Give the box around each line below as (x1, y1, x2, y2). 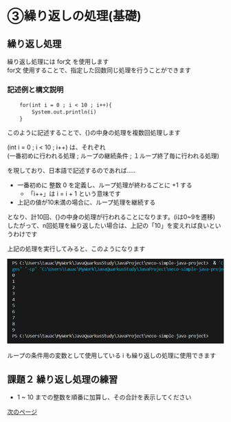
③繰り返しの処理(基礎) (7, 8, 142, 24)
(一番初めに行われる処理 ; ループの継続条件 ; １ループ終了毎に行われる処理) (7, 151, 220, 160)
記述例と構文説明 (7, 85, 64, 94)
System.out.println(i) (32, 109, 97, 116)
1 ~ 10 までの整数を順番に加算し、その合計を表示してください (16, 393, 192, 401)
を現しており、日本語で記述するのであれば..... (7, 167, 136, 175)
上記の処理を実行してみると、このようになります (7, 244, 146, 253)
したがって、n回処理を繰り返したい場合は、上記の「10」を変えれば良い (7, 222, 210, 230)
